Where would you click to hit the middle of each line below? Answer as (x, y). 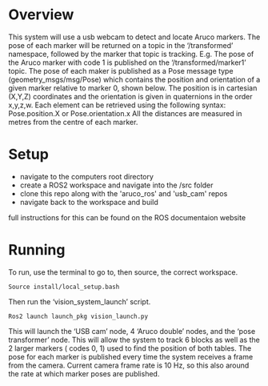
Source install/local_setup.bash (64, 287)
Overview (41, 15)
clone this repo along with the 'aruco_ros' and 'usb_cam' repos (124, 193)
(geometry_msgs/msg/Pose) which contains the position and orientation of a (134, 79)
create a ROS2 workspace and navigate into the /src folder (116, 185)
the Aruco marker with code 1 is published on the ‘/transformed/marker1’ (127, 62)
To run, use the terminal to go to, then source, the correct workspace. (123, 272)
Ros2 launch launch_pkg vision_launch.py (78, 316)
